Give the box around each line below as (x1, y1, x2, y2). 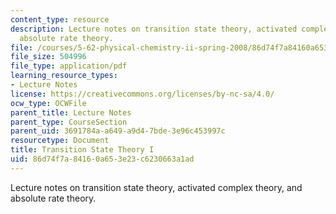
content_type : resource (10, 14, 110, 25)
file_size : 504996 (10, 52, 87, 62)
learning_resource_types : (10, 71, 118, 81)
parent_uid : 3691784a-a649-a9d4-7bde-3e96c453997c (10, 126, 226, 136)
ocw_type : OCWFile (10, 98, 87, 108)
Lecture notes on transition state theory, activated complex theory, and (10, 181, 303, 193)
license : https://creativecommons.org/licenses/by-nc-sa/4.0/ (10, 89, 275, 99)
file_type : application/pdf (10, 61, 128, 71)
